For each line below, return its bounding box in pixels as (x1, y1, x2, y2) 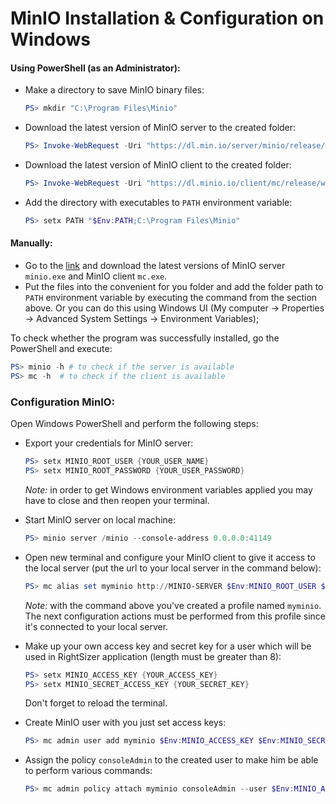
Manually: (10, 237, 53, 249)
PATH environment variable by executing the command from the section (24, 292, 318, 304)
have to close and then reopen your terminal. (24, 494, 210, 506)
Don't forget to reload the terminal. (24, 697, 168, 709)
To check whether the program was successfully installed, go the (10, 332, 280, 344)
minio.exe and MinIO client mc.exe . (24, 270, 168, 282)
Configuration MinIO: (10, 395, 115, 409)
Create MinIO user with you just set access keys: (24, 717, 227, 729)
